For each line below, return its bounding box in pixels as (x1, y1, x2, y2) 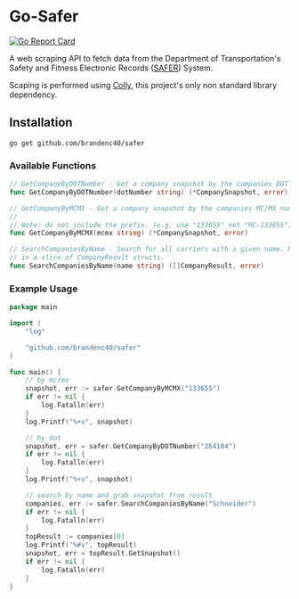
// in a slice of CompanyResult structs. (9, 253, 166, 262)
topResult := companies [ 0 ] (25, 532, 125, 541)
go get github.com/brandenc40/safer (9, 138, 145, 148)
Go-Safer (9, 6, 79, 27)
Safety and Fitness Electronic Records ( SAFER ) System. (9, 62, 214, 73)
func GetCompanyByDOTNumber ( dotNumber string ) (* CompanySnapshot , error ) (9, 187, 289, 197)
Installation (9, 115, 73, 130)
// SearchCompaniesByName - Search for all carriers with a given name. (9, 245, 285, 254)
